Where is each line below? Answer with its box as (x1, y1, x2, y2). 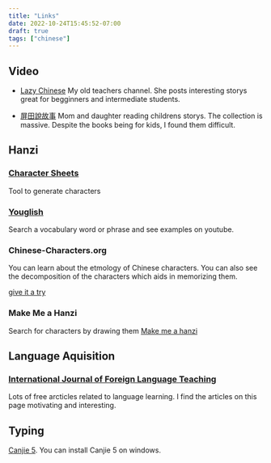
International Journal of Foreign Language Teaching (8, 373, 217, 385)
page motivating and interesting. (8, 401, 116, 410)
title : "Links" (8, 11, 60, 20)
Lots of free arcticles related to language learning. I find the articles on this (8, 392, 257, 402)
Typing (8, 423, 44, 437)
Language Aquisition (8, 349, 116, 364)
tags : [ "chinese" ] (8, 34, 70, 43)
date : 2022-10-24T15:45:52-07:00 (8, 19, 121, 27)
